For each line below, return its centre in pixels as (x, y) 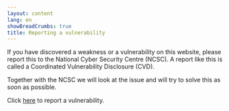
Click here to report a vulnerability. (56, 101)
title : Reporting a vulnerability (56, 33)
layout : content (30, 13)
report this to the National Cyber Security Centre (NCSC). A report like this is (115, 60)
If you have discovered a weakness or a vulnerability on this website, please (114, 52)
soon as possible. (32, 87)
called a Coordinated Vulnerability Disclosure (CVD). (81, 66)
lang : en (19, 20)
